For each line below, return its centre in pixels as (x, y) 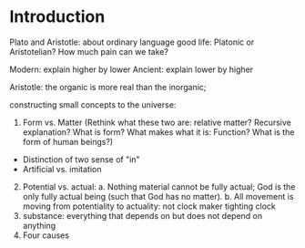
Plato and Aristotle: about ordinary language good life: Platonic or (132, 42)
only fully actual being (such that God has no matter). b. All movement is (158, 196)
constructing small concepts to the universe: (93, 104)
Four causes (46, 235)
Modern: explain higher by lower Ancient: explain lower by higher (131, 69)
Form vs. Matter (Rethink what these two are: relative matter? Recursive (157, 122)
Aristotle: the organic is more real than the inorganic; (108, 87)
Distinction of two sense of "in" (81, 159)
